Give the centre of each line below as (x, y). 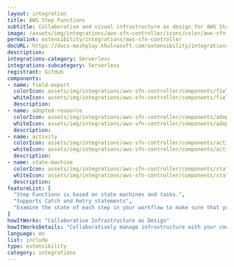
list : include (28, 240)
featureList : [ (29, 188)
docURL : (18, 46)
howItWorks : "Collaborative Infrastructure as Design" (88, 220)
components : (24, 78)
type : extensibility (37, 246)
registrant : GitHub (36, 72)
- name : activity (32, 136)
